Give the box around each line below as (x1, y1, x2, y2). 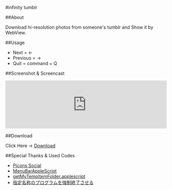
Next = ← (12, 50, 33, 55)
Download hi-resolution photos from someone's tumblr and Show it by (5, 24, 154, 30)
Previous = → (12, 55, 41, 61)
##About (5, 14, 24, 20)
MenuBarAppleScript (12, 168, 57, 174)
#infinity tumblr (5, 5, 37, 10)
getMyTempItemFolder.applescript (12, 174, 85, 179)
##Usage (5, 39, 25, 46)
